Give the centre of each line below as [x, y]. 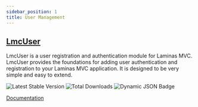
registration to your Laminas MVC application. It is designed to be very [93, 69]
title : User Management [36, 17]
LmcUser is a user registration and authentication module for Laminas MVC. [99, 56]
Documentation [25, 98]
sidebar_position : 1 [32, 12]
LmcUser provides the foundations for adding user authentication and [92, 62]
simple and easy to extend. [39, 75]
